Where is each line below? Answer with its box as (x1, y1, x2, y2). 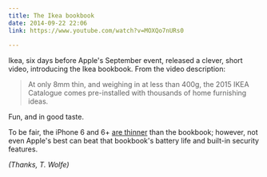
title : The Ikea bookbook (8, 11, 94, 20)
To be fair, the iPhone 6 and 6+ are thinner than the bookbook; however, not (8, 128, 258, 137)
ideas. (27, 96, 49, 106)
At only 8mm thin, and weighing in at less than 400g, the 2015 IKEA (27, 80, 249, 89)
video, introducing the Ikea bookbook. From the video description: (8, 65, 226, 74)
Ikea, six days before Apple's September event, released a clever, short (8, 56, 243, 65)
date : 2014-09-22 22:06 (8, 19, 88, 27)
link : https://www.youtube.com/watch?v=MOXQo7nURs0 (8, 26, 184, 34)
